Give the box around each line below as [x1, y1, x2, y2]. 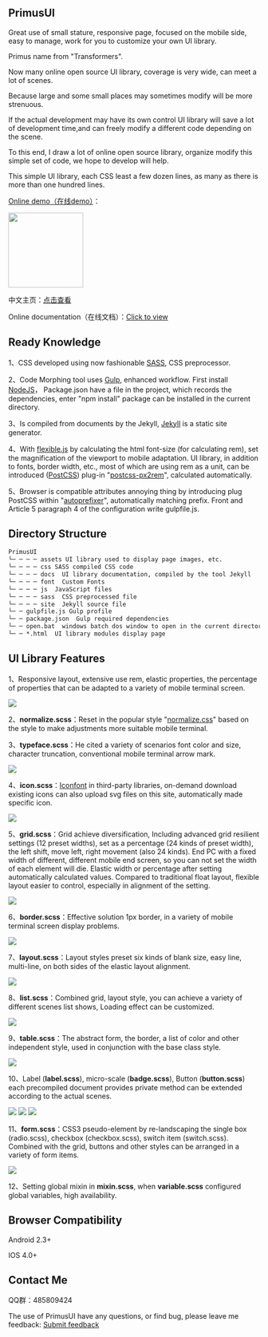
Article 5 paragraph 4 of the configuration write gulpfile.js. [8, 504, 199, 513]
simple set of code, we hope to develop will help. [8, 156, 169, 165]
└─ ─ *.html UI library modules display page [8, 630, 166, 638]
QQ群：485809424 [8, 1295, 73, 1305]
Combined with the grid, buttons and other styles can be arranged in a [8, 1141, 239, 1151]
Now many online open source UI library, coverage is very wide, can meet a [8, 67, 257, 77]
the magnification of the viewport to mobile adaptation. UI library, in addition [8, 453, 259, 462]
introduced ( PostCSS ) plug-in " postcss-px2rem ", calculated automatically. [8, 470, 253, 480]
